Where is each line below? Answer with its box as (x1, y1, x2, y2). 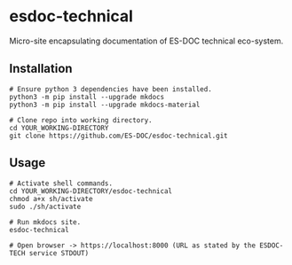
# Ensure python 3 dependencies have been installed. (9, 84, 213, 94)
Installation (9, 61, 73, 76)
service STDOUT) (28, 248, 90, 258)
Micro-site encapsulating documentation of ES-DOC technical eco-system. (9, 35, 284, 46)
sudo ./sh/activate (9, 202, 82, 211)
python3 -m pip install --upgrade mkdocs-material (9, 100, 201, 109)
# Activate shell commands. (9, 179, 114, 188)
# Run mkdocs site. (9, 217, 82, 227)
